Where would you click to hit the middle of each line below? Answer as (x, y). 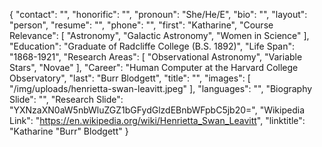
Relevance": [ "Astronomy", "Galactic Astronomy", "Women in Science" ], (159, 35)
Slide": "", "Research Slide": (66, 99)
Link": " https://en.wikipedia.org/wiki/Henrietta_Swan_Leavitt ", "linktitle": (157, 120)
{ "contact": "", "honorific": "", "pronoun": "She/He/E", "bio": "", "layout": (158, 14)
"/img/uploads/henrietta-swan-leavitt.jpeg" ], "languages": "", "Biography (161, 88)
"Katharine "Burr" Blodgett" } (69, 131)
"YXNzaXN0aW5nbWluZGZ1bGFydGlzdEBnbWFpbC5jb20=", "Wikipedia (157, 110)
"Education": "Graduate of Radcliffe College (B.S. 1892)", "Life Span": (152, 46)
